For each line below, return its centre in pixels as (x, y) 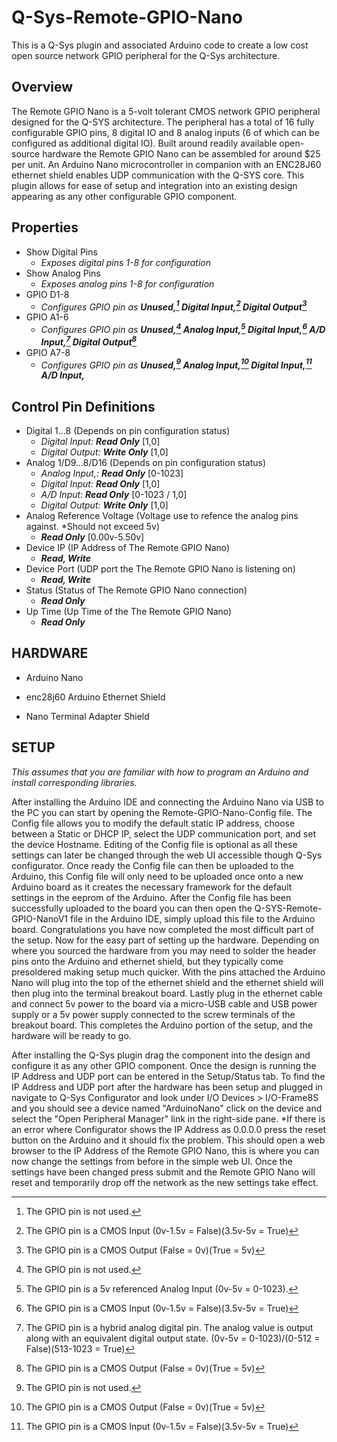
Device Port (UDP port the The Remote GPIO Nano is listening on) (160, 569)
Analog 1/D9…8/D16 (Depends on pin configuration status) (146, 462)
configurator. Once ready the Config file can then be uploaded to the (152, 865)
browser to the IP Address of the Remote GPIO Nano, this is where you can (165, 1150)
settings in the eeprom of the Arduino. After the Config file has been (151, 897)
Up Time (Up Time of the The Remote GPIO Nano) (129, 611)
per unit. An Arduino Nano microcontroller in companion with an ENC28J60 (166, 164)
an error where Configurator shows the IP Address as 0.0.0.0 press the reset (169, 1129)
